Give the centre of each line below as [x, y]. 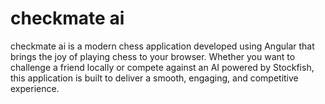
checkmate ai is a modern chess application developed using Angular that [162, 46]
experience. [35, 88]
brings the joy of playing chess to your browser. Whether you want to [153, 56]
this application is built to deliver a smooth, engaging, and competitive [154, 78]
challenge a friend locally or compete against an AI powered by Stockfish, [162, 67]
